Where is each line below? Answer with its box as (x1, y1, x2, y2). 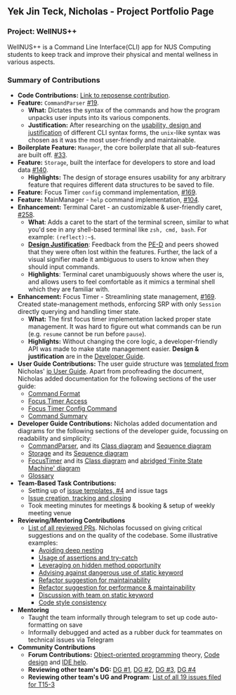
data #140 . (17, 165, 48, 174)
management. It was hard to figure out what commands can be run (27, 322, 221, 331)
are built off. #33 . (17, 150, 68, 159)
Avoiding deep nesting (38, 545, 104, 554)
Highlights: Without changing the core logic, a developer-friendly (27, 337, 218, 345)
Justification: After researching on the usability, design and (27, 121, 202, 129)
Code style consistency (38, 598, 107, 607)
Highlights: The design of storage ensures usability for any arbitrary (27, 173, 226, 181)
